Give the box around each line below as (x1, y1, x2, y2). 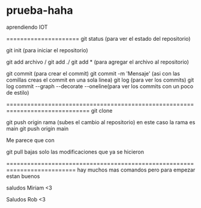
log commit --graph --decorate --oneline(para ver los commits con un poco (6, 82, 194, 90)
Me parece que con (6, 136, 55, 144)
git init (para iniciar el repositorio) (6, 46, 88, 54)
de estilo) (6, 89, 29, 96)
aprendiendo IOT (6, 23, 48, 31)
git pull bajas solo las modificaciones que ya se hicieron (6, 148, 144, 155)
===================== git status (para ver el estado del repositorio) (6, 35, 191, 42)
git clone (91, 107, 113, 114)
